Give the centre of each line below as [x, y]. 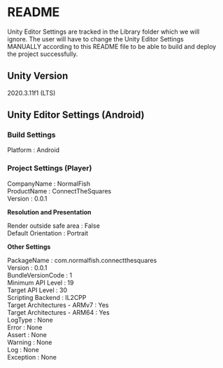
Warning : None [30, 342]
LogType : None [30, 320]
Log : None [23, 349]
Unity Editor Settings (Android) [76, 115]
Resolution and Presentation [50, 212]
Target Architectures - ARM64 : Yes [58, 312]
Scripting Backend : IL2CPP [47, 297]
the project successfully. [43, 54]
